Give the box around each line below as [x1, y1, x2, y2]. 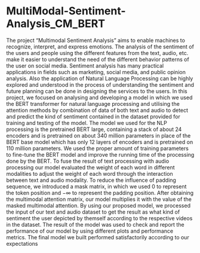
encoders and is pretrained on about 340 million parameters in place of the [6, 132, 191, 139]
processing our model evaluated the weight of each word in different [6, 163, 175, 171]
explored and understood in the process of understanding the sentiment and [6, 81, 194, 88]
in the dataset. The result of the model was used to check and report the [6, 221, 184, 228]
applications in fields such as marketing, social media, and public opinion [6, 68, 186, 75]
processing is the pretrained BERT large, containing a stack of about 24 [6, 126, 182, 133]
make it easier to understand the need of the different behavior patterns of [6, 56, 189, 63]
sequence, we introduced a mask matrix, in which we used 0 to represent [6, 182, 187, 190]
